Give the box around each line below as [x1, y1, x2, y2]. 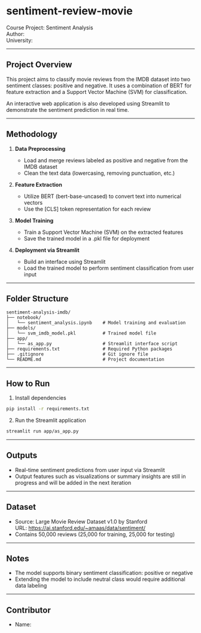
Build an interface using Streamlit [23, 258, 106, 265]
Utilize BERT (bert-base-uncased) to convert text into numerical [23, 193, 181, 200]
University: [6, 36, 33, 44]
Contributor [6, 605, 51, 615]
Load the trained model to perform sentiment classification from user [23, 264, 194, 272]
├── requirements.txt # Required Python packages [6, 346, 172, 352]
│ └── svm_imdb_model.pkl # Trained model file [6, 330, 157, 336]
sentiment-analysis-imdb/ [6, 309, 71, 315]
